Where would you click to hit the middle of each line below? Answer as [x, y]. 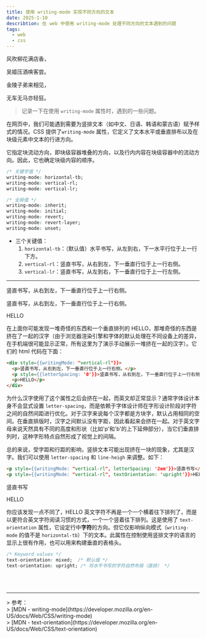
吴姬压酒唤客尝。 [28, 72]
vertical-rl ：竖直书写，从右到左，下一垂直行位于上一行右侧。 [104, 264]
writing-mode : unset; [34, 228]
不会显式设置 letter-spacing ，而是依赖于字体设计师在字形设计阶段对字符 [104, 406]
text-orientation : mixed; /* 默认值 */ [57, 560]
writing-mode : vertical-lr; [42, 189]
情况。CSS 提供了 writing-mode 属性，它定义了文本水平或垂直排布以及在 [107, 132]
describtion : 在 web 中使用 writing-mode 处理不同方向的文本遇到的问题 [91, 23]
